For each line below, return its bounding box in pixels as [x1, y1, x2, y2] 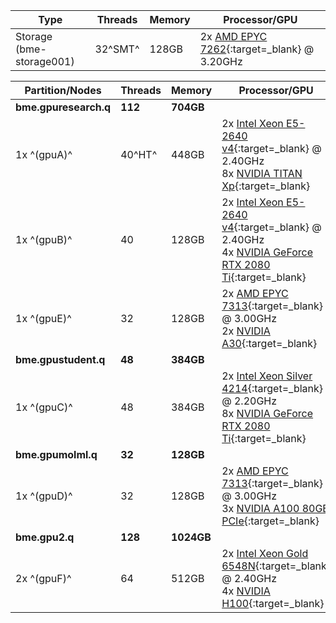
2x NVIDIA [221, 324, 271, 338]
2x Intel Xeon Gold [221, 547, 309, 560]
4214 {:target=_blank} [221, 382, 324, 395]
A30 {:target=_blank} [221, 337, 318, 350]
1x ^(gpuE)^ [15, 312, 72, 325]
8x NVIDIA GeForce [221, 407, 314, 420]
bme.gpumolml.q [15, 448, 98, 461]
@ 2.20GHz [221, 394, 278, 408]
